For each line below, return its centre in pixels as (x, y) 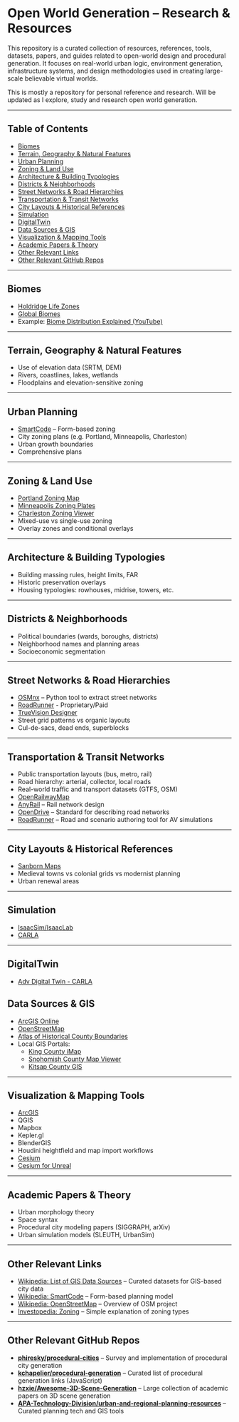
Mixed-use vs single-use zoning (65, 521)
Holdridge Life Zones (48, 306)
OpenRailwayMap (43, 797)
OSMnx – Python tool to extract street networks (87, 698)
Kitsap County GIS (55, 1066)
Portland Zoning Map (48, 498)
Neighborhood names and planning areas (79, 644)
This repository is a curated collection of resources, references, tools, (110, 48)
